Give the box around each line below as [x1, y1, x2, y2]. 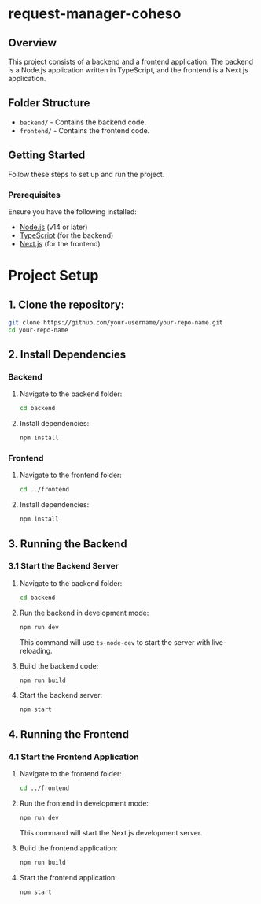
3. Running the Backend [8, 537, 127, 550]
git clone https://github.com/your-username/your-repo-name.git [8, 318, 223, 327]
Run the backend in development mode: [19, 608, 149, 617]
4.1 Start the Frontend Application [8, 751, 139, 762]
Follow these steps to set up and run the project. [8, 169, 165, 179]
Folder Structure [8, 96, 90, 110]
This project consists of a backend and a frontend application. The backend [8, 57, 254, 66]
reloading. [19, 646, 53, 655]
